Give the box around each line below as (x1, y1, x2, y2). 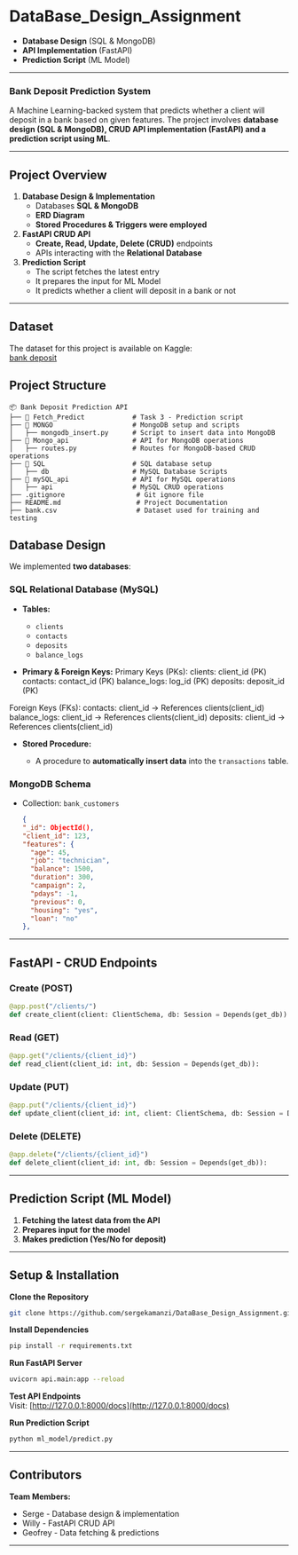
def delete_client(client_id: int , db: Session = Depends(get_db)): (9, 1158, 268, 1168)
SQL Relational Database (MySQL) (9, 583, 160, 596)
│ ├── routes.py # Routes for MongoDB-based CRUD (9, 444, 255, 453)
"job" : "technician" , (30, 856, 111, 865)
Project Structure (9, 378, 106, 393)
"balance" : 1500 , (30, 864, 95, 873)
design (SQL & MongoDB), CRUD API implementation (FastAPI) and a (9, 124, 266, 135)
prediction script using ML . (9, 133, 111, 144)
